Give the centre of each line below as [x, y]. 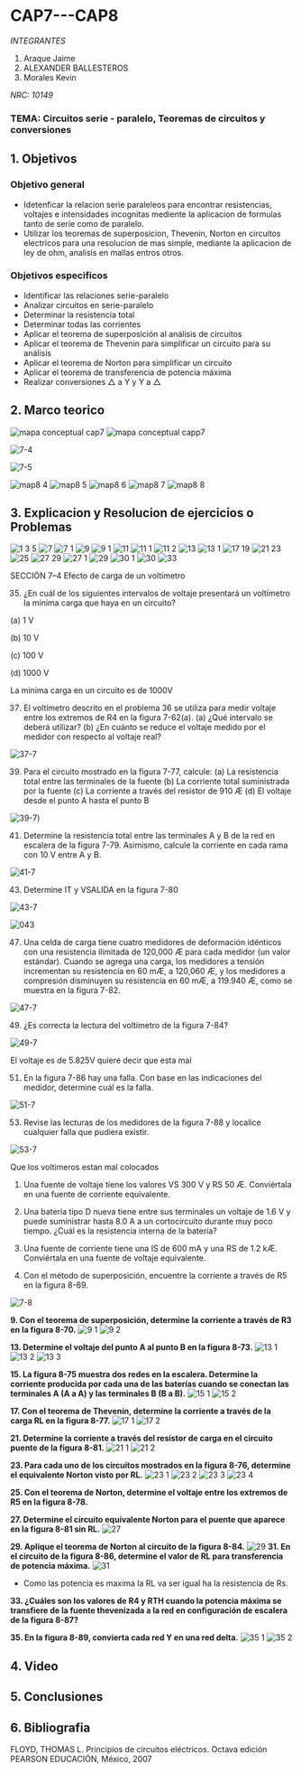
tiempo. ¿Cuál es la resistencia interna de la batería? [120, 1231]
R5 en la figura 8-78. [49, 1502]
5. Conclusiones [57, 1697]
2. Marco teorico [58, 411]
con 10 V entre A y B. [62, 855]
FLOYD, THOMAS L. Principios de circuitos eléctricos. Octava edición [139, 1750]
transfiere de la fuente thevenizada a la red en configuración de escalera [149, 1610]
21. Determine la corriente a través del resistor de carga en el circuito [141, 1439]
